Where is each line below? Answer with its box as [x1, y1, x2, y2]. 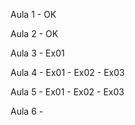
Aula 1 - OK [10, 9, 57, 20]
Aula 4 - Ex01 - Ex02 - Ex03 [10, 67, 125, 78]
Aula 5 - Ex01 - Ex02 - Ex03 [10, 86, 125, 98]
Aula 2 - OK [10, 28, 59, 39]
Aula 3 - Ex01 [10, 47, 65, 59]
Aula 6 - [10, 105, 44, 117]
